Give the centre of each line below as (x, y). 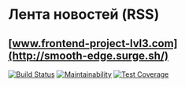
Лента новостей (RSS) (84, 14)
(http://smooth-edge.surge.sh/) (89, 55)
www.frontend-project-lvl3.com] (94, 43)
